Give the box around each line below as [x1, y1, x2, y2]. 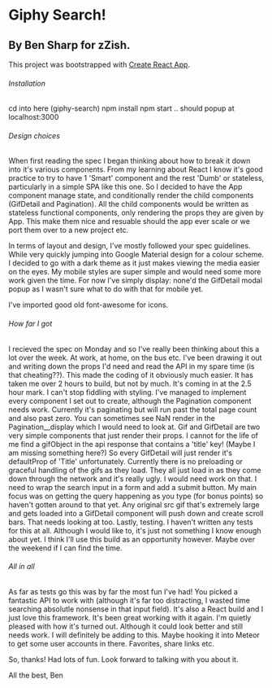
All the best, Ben [8, 670, 63, 680]
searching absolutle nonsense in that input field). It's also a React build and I [8, 604, 264, 614]
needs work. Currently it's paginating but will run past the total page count [8, 405, 257, 414]
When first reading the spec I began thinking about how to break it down [8, 156, 251, 166]
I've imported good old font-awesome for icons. [8, 300, 169, 310]
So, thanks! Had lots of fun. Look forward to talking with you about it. [8, 654, 239, 664]
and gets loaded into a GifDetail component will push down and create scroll [8, 508, 264, 518]
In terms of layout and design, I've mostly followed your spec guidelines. [8, 241, 251, 251]
